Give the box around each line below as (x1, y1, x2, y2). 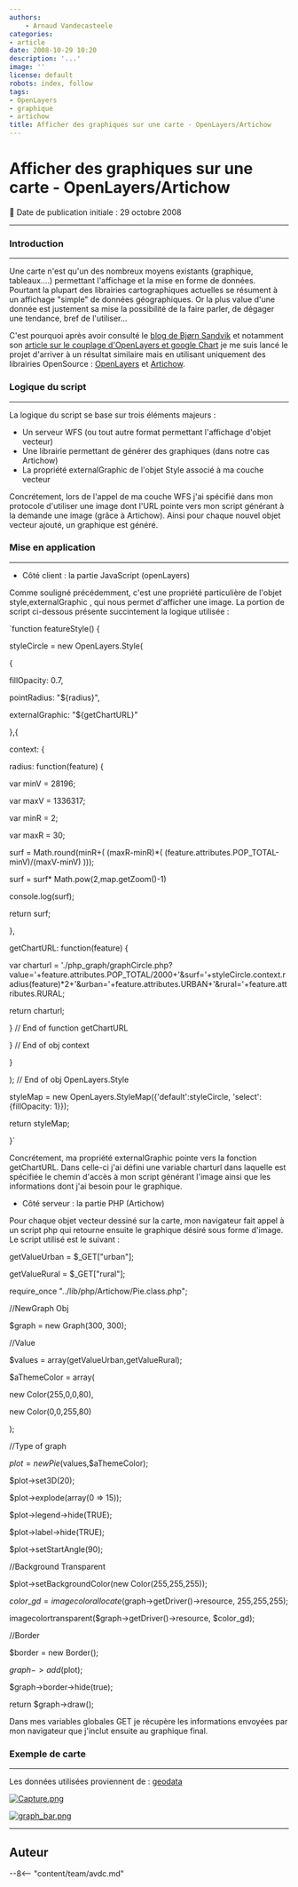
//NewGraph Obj (9, 1302, 69, 1313)
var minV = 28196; (9, 778, 76, 789)
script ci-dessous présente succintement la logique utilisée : (9, 606, 230, 617)
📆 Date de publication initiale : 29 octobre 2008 (9, 206, 182, 218)
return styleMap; (9, 1118, 70, 1128)
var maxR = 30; (9, 830, 66, 840)
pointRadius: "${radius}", (9, 692, 100, 703)
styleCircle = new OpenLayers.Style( (9, 641, 144, 651)
